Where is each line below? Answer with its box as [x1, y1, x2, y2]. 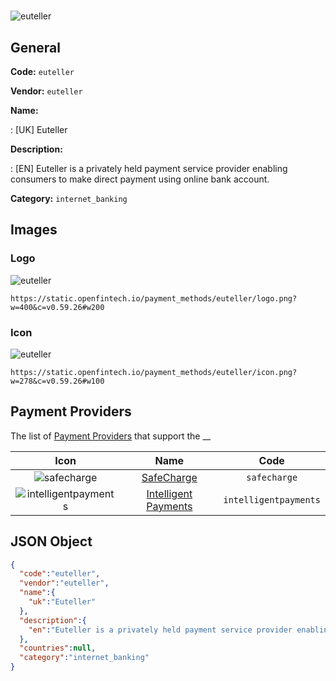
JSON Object [10, 533, 93, 550]
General [10, 39, 62, 56]
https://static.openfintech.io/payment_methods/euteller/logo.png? [10, 293, 298, 304]
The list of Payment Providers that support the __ [10, 430, 212, 442]
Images [10, 221, 58, 239]
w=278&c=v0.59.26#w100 [10, 376, 105, 386]
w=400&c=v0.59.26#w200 [10, 302, 105, 312]
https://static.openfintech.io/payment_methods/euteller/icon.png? [10, 367, 298, 377]
